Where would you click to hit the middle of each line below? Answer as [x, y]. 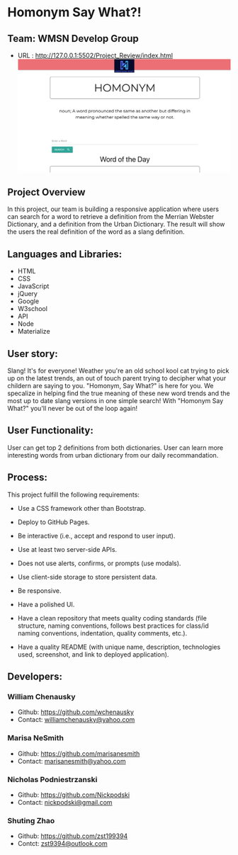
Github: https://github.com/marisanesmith [79, 753]
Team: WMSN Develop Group [73, 39]
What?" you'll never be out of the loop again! [73, 408]
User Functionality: [51, 430]
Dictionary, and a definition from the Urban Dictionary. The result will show [116, 225]
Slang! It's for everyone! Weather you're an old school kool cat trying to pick [118, 370]
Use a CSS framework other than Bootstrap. [82, 508]
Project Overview [46, 192]
